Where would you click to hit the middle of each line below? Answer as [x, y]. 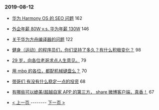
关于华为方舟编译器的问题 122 [42, 39]
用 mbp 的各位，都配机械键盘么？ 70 [49, 71]
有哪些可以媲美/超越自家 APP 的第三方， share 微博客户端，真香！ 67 [83, 92]
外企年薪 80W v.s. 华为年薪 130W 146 [50, 29]
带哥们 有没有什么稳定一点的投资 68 [49, 82]
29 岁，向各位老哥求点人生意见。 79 [49, 60]
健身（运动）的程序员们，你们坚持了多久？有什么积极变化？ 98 [77, 50]
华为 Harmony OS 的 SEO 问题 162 [47, 18]
